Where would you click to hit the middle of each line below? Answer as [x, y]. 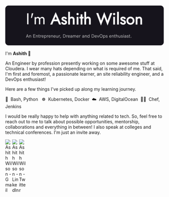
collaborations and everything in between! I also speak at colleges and [78, 127]
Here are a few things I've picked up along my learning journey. [71, 89]
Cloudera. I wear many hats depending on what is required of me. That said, [84, 68]
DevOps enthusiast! [26, 79]
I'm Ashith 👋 [18, 53]
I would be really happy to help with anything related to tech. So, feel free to [84, 116]
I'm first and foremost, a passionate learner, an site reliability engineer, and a [84, 74]
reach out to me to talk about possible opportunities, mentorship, [72, 121]
